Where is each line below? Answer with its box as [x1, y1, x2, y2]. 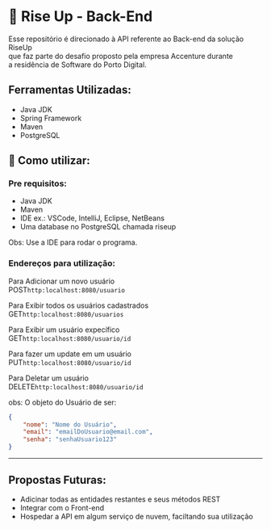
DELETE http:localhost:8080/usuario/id [8, 381, 144, 391]
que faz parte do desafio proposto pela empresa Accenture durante [8, 51, 234, 61]
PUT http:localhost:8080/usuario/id [8, 357, 131, 367]
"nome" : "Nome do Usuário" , [23, 420, 117, 429]
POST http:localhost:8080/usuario [8, 284, 125, 294]
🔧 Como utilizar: [8, 153, 90, 168]
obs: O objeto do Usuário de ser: [8, 397, 117, 407]
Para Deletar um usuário [8, 373, 89, 383]
